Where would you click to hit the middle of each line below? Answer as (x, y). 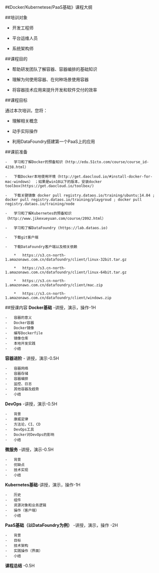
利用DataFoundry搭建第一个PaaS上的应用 (54, 142)
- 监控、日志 (19, 384)
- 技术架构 (17, 546)
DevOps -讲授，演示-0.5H (31, 404)
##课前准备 (16, 152)
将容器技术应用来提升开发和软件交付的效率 (55, 90)
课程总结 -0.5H (20, 565)
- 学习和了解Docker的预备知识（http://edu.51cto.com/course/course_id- (77, 162)
